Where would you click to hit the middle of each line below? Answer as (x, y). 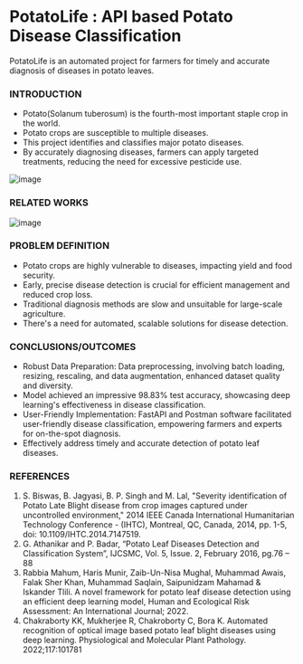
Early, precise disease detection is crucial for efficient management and (156, 285)
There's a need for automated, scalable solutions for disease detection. (155, 323)
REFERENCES (40, 477)
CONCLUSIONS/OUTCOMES (73, 346)
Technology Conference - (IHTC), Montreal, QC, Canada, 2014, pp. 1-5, (155, 525)
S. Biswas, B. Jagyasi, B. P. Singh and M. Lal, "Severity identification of (155, 496)
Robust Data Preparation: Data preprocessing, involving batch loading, (153, 366)
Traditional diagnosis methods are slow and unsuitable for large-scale (152, 304)
